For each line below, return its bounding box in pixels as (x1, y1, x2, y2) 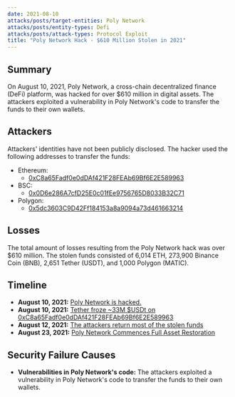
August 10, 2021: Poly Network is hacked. (17, 298, 142, 306)
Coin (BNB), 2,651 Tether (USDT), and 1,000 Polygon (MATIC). (7, 258, 189, 267)
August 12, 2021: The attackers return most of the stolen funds (17, 321, 204, 329)
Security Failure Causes (7, 349, 116, 361)
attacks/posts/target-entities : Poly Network (7, 17, 145, 24)
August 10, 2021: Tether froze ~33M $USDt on (17, 306, 156, 314)
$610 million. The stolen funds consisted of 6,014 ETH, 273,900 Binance (7, 251, 219, 259)
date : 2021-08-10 (7, 10, 59, 18)
